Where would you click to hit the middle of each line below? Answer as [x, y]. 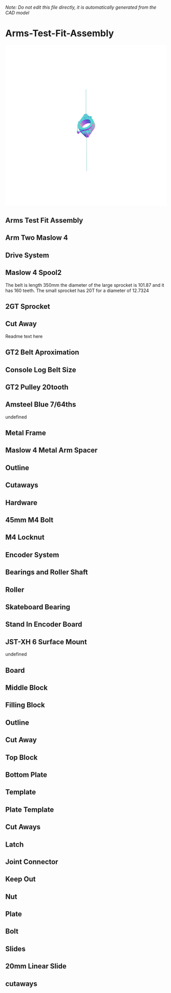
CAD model [17, 12]
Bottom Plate [26, 775]
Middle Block [26, 688]
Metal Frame [26, 433]
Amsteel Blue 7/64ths [41, 405]
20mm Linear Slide [36, 966]
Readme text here [24, 336]
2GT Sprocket [28, 307]
